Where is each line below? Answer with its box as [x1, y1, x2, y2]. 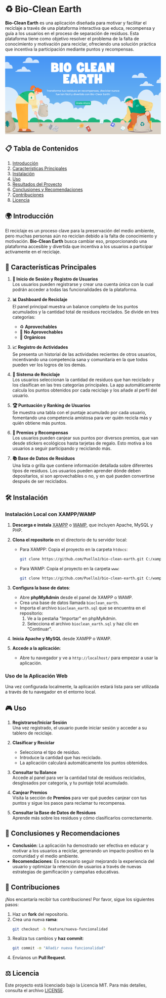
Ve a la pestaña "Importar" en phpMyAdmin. [27, 615, 117, 621]
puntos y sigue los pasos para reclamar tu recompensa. [12, 800, 126, 806]
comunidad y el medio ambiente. [12, 853, 79, 859]
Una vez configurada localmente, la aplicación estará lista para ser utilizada [5, 684, 159, 690]
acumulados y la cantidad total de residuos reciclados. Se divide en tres [12, 309, 159, 315]
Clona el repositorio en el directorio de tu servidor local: [12, 537, 127, 543]
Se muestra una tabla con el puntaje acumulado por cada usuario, [12, 410, 147, 416]
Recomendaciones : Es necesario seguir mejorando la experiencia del [12, 858, 155, 864]
